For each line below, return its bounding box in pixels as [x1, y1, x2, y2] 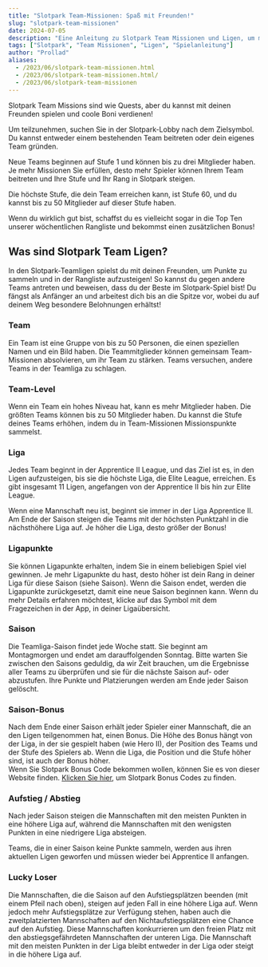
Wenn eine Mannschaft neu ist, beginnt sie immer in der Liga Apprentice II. [8, 506, 254, 516]
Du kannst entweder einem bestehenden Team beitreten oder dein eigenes [8, 133, 255, 142]
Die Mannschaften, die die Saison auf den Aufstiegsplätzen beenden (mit [8, 890, 249, 899]
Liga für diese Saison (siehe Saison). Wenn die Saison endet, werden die [8, 578, 247, 588]
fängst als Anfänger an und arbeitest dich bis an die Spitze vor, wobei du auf [8, 291, 260, 301]
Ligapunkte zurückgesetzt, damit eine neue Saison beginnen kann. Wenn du [8, 586, 259, 596]
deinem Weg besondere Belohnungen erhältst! [8, 300, 162, 310]
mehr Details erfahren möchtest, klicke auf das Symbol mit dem [8, 595, 217, 604]
